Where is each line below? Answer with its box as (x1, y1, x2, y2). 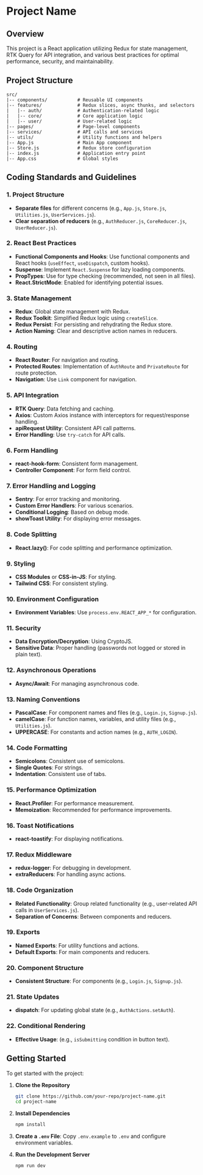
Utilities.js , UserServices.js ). (15, 210, 96, 218)
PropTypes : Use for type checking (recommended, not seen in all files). (15, 272, 196, 279)
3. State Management (6, 294, 72, 303)
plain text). (15, 651, 43, 658)
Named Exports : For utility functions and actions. (15, 941, 139, 949)
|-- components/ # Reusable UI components (6, 96, 143, 103)
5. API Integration (6, 391, 59, 400)
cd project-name (15, 1099, 57, 1105)
